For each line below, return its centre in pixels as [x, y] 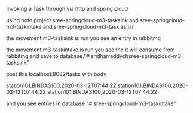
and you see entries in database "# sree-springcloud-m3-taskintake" [91, 103]
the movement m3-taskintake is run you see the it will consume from [91, 50]
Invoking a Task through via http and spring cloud [67, 9]
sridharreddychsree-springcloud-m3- [137, 56]
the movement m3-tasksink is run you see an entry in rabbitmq [84, 38]
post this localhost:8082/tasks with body [56, 74]
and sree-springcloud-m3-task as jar [88, 27]
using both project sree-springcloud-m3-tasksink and [72, 20]
